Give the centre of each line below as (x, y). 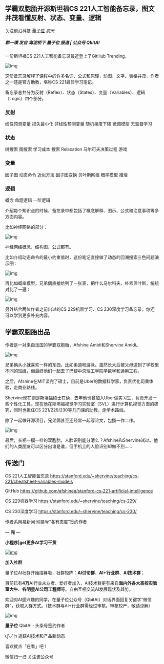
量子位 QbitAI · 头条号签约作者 (35, 625)
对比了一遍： (18, 289)
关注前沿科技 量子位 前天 (30, 30)
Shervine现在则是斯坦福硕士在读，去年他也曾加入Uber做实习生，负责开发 (79, 398)
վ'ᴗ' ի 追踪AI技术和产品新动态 (35, 636)
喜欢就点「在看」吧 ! (26, 646)
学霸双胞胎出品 (28, 332)
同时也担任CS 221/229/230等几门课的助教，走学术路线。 (71, 410)
